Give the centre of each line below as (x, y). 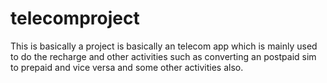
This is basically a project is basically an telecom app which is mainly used (164, 46)
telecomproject (75, 18)
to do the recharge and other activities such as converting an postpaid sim (163, 56)
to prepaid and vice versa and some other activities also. (127, 67)
